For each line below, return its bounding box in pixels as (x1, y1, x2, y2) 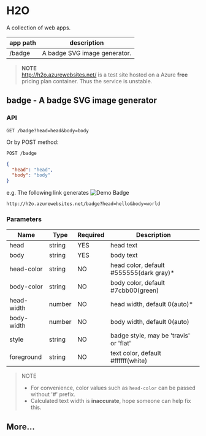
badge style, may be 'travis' (110, 331, 190, 340)
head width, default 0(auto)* (110, 300, 193, 309)
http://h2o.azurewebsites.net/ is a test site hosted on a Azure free (21, 71, 188, 78)
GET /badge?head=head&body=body (6, 127, 89, 133)
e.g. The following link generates (6, 189, 89, 197)
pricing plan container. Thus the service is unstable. (21, 77, 153, 85)
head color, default (110, 261, 165, 269)
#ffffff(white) (110, 356, 148, 365)
